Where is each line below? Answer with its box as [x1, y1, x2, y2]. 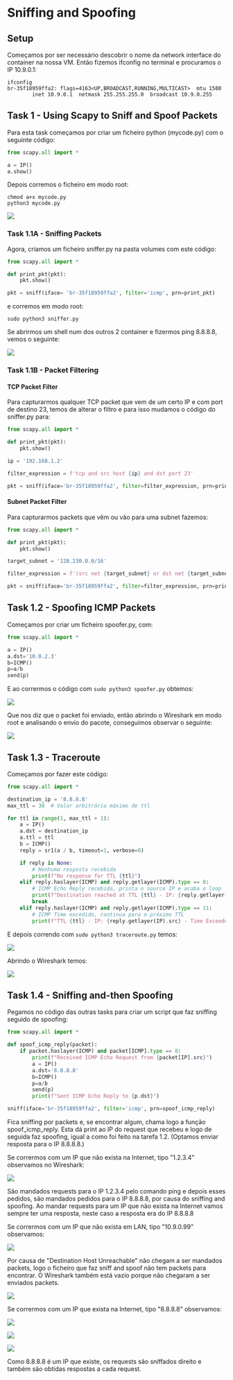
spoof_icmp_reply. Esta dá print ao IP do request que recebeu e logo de [7, 1125, 212, 1133]
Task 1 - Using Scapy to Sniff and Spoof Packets [7, 110, 218, 122]
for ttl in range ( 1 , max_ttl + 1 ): [7, 814, 110, 822]
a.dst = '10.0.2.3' [7, 653, 58, 660]
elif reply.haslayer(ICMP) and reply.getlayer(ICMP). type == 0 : [19, 879, 209, 886]
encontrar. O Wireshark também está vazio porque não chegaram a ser [7, 1271, 210, 1279]
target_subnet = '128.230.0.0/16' [7, 558, 107, 565]
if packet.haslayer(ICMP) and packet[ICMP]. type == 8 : [19, 1048, 182, 1055]
